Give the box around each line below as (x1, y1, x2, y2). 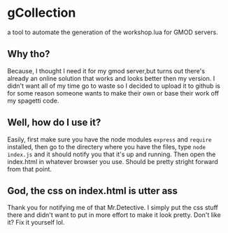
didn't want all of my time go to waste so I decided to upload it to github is (7, 82, 220, 90)
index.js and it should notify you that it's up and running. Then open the (7, 150, 216, 158)
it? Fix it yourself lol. (7, 218, 65, 227)
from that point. (7, 165, 52, 173)
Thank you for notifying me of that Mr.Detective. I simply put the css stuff (7, 204, 218, 212)
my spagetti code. (7, 96, 59, 105)
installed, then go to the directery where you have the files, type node (7, 142, 206, 151)
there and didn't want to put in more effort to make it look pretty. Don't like (7, 211, 222, 219)
